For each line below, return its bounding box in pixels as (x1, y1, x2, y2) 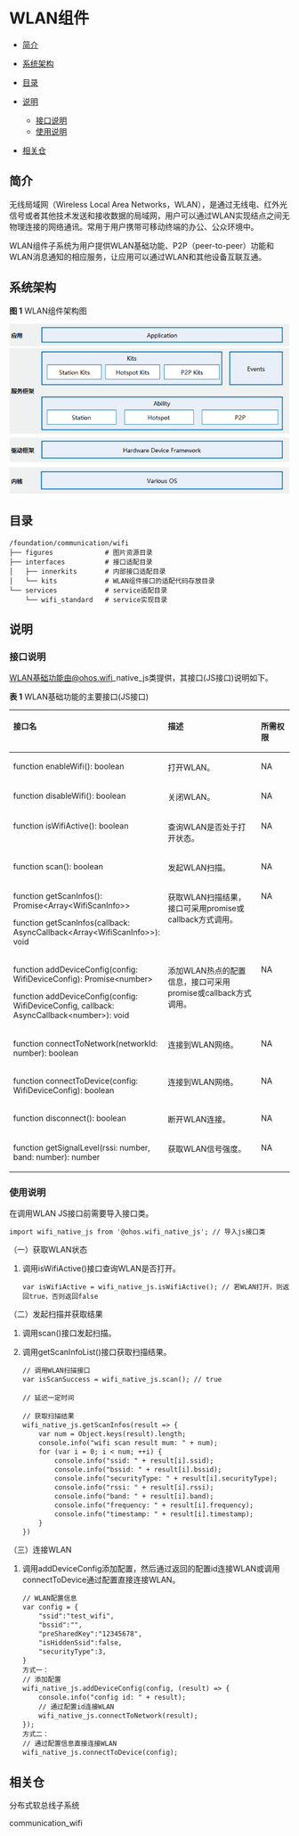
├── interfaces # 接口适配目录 (9, 558, 153, 567)
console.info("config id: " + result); (38, 1693, 187, 1702)
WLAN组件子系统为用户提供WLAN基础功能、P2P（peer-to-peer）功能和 (9, 240, 274, 250)
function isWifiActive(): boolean (12, 820, 129, 831)
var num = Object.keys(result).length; (38, 1430, 187, 1439)
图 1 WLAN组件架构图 (9, 305, 87, 316)
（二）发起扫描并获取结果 (9, 1309, 103, 1319)
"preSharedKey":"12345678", (38, 1629, 142, 1639)
